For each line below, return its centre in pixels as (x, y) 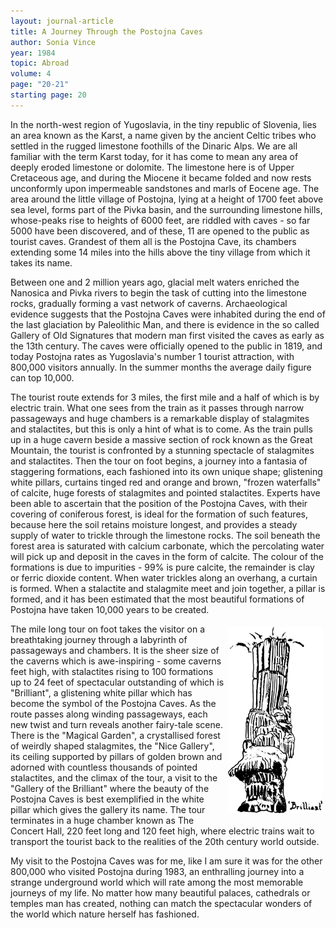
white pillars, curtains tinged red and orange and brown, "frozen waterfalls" (166, 482)
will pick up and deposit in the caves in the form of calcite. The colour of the (167, 556)
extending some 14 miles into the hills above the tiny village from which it (160, 252)
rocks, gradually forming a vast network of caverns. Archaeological (149, 303)
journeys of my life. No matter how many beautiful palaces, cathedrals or (160, 892)
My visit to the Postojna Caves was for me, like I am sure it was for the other (166, 861)
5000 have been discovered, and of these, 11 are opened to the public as (160, 231)
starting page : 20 (48, 95)
